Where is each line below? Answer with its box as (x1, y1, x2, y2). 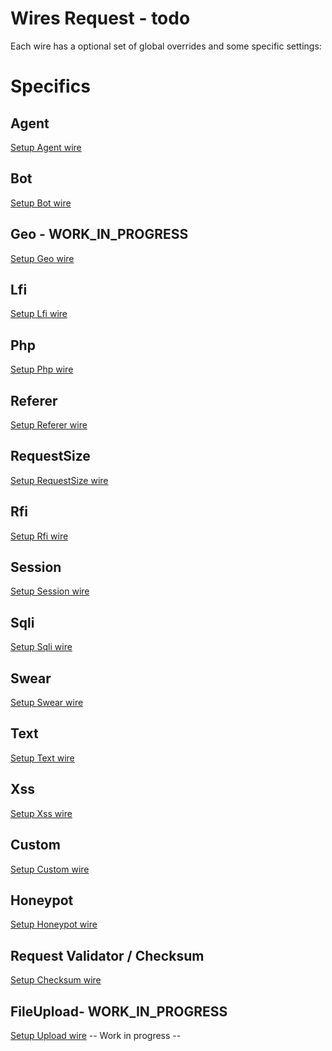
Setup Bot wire (10, 197, 72, 209)
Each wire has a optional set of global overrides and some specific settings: (10, 40, 322, 52)
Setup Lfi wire (10, 308, 68, 320)
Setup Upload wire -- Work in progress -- (10, 1029, 182, 1041)
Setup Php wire (10, 363, 74, 376)
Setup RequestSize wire (10, 474, 109, 486)
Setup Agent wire (10, 141, 82, 153)
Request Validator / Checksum (10, 947, 205, 964)
